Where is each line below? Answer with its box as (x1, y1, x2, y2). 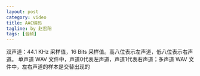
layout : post (6, 8, 39, 15)
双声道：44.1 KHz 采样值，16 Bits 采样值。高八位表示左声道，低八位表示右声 (6, 48, 193, 56)
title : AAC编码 (6, 20, 42, 26)
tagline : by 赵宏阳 (6, 25, 52, 32)
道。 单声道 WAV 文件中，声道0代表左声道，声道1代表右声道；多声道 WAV (6, 56, 188, 63)
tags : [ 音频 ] (6, 31, 37, 37)
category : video (6, 14, 47, 20)
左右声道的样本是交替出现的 (21, 63, 90, 71)
